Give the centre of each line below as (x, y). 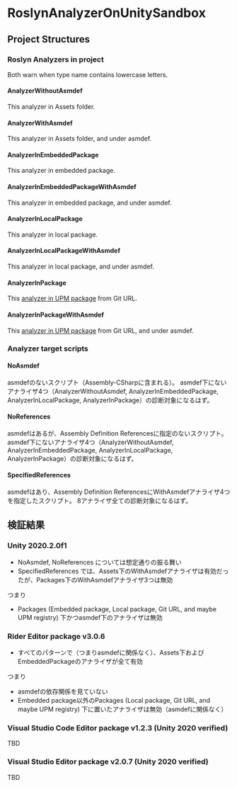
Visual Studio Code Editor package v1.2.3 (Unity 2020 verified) (118, 727)
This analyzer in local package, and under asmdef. (81, 266)
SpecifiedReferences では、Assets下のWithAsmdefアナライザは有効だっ (123, 571)
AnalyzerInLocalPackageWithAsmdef (64, 251)
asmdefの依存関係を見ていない (63, 691)
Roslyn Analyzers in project (56, 60)
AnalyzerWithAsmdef (40, 123)
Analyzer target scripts (48, 349)
